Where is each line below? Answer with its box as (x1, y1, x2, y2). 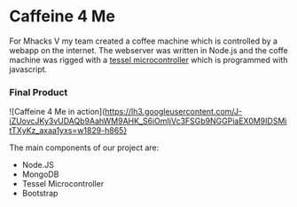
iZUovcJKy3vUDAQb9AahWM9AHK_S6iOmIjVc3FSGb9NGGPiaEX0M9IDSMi (9, 115, 287, 126)
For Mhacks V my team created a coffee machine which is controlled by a (9, 36, 277, 46)
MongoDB (21, 169, 59, 179)
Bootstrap (21, 188, 59, 199)
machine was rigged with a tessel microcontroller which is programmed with (9, 54, 288, 65)
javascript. (9, 64, 48, 75)
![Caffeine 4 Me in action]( (9, 107, 106, 117)
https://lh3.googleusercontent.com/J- (105, 107, 242, 117)
